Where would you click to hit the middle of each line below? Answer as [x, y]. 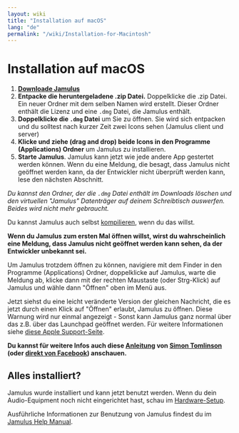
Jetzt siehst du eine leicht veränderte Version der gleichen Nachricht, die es [119, 302]
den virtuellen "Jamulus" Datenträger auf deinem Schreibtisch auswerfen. [116, 201]
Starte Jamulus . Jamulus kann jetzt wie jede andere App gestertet [116, 157]
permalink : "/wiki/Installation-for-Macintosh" [80, 34]
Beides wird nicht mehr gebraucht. [58, 209]
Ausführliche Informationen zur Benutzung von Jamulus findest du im [110, 414]
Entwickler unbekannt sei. [47, 251]
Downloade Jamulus [49, 89]
